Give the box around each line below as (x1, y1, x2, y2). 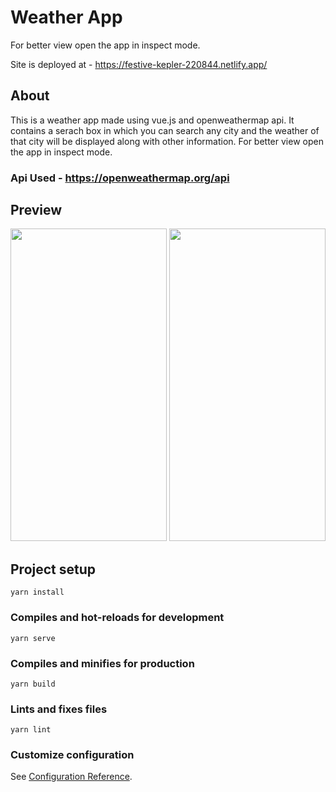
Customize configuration (10, 748, 135, 762)
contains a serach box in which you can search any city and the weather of (10, 124, 320, 136)
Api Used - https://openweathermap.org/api (10, 171, 230, 185)
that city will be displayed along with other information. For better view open (10, 135, 324, 147)
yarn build (10, 679, 56, 689)
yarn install (10, 587, 65, 598)
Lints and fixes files (10, 702, 108, 716)
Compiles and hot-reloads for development (10, 611, 225, 625)
